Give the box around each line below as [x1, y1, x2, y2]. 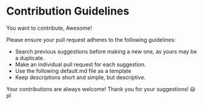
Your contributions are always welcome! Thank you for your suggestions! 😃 [6, 85, 196, 92]
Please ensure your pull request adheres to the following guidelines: [6, 36, 176, 43]
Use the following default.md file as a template [15, 67, 131, 74]
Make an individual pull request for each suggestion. [15, 61, 147, 68]
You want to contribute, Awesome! [6, 24, 92, 32]
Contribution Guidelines [6, 4, 130, 18]
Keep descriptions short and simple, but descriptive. [15, 73, 146, 81]
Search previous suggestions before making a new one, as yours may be [15, 47, 198, 55]
